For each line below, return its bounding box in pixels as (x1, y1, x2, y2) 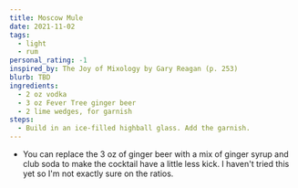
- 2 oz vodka (17, 89, 67, 99)
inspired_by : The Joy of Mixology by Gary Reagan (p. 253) (9, 65, 239, 74)
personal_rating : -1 (9, 56, 88, 65)
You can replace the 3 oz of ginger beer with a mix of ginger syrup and (22, 149, 289, 160)
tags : (9, 30, 30, 39)
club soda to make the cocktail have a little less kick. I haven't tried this (22, 159, 290, 169)
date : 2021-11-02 (9, 22, 76, 31)
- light (17, 38, 47, 48)
